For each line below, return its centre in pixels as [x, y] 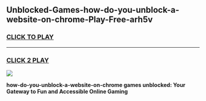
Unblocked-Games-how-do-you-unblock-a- [93, 10]
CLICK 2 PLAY [28, 60]
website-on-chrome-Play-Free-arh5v [80, 20]
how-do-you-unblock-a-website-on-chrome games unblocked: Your [96, 84]
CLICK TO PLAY [30, 37]
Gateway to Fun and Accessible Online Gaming [67, 91]
